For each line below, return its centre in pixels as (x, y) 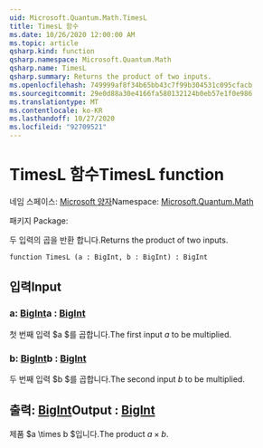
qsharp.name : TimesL (48, 69)
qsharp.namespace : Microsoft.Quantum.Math (90, 60)
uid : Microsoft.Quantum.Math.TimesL (78, 18)
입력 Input (35, 287)
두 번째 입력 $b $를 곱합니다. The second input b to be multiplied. (127, 379)
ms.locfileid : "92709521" (58, 128)
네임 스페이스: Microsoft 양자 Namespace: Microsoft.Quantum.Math (131, 201)
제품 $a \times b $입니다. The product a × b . (89, 434)
